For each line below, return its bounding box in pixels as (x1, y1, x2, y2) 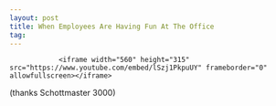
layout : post (9, 13, 59, 23)
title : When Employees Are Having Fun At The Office (9, 22, 215, 31)
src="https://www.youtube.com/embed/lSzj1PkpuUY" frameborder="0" (9, 63, 268, 73)
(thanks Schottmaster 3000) (9, 88, 116, 99)
